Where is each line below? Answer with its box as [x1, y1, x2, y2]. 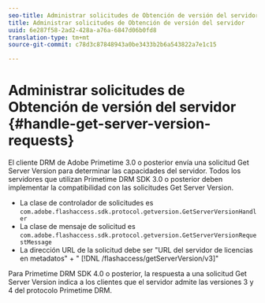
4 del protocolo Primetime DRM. [8, 286, 113, 295]
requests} [8, 131, 75, 150]
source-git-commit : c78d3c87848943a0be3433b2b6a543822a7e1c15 [8, 41, 217, 49]
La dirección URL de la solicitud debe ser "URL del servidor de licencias [19, 246, 254, 255]
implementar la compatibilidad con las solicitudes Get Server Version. [8, 183, 234, 193]
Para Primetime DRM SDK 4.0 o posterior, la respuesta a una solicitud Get [8, 269, 247, 279]
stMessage [19, 238, 53, 246]
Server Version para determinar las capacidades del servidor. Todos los [8, 166, 241, 176]
